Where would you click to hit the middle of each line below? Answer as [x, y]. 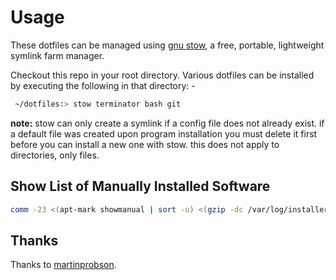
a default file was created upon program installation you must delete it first [164, 133]
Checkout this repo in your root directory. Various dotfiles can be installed [162, 75]
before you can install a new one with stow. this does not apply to [145, 144]
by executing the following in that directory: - [103, 85]
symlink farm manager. [57, 55]
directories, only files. [55, 155]
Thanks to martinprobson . [63, 265]
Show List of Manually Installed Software [140, 186]
